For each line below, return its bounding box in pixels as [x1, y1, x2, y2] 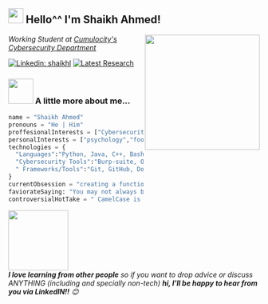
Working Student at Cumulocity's [8, 34, 117, 44]
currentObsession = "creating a [8, 180, 116, 188]
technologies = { [8, 143, 66, 151]
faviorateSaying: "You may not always [8, 187, 137, 196]
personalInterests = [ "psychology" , [8, 135, 130, 144]
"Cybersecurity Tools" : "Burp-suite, [15, 158, 137, 166]
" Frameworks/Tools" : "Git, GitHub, [15, 166, 134, 174]
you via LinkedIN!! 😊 [8, 286, 80, 296]
